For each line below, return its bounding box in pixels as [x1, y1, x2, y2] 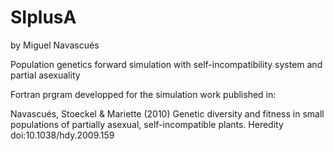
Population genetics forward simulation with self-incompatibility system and [10, 58, 323, 70]
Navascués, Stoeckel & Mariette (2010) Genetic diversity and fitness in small [10, 107, 325, 120]
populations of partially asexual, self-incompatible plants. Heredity [10, 118, 284, 130]
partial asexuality [10, 69, 81, 81]
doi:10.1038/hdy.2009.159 [10, 129, 115, 141]
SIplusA [10, 6, 77, 29]
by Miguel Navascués [10, 39, 100, 51]
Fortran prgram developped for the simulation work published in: [10, 88, 277, 100]
